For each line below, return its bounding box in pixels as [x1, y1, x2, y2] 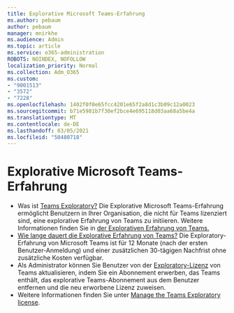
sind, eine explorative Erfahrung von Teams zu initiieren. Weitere [17, 217, 203, 225]
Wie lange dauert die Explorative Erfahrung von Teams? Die [17, 231, 189, 240]
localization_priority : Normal [7, 62, 98, 69]
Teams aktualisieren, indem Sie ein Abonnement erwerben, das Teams [17, 268, 221, 277]
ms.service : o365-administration [7, 50, 105, 57]
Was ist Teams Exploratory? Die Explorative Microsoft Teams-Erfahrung [17, 202, 224, 210]
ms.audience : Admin [7, 36, 64, 43]
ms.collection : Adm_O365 [7, 68, 80, 75]
